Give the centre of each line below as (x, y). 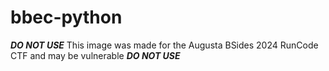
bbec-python (66, 17)
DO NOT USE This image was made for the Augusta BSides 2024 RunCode (164, 45)
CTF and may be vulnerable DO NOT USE (95, 55)
